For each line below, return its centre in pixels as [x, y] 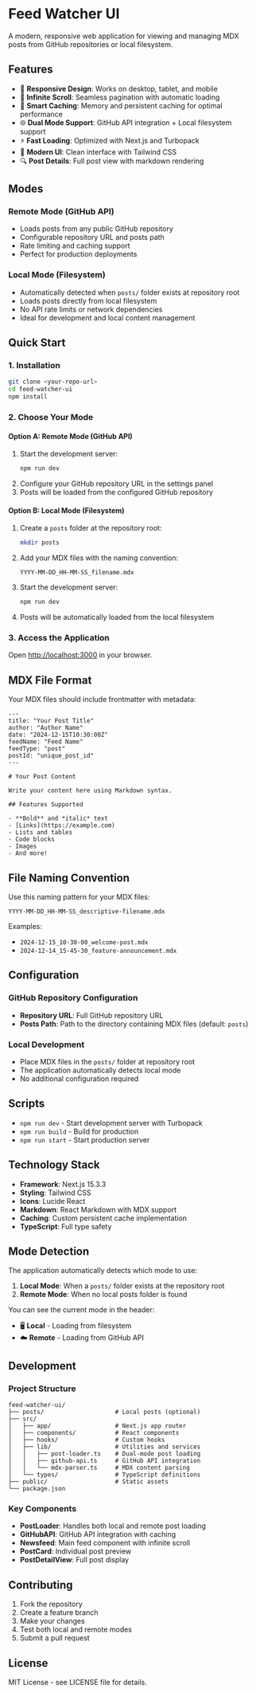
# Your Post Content [43, 777]
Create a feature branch [59, 1613]
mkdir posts [39, 543]
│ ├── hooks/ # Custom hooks [87, 1440]
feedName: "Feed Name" [46, 742]
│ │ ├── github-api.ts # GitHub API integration [105, 1461]
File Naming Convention [69, 878]
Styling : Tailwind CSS [55, 1193]
